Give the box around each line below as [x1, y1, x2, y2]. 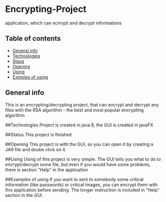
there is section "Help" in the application [5, 167, 88, 173]
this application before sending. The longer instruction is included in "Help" [5, 187, 160, 193]
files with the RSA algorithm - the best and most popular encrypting [5, 107, 144, 113]
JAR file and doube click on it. [5, 146, 66, 152]
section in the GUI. [5, 192, 43, 198]
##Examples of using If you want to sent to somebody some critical [5, 176, 144, 182]
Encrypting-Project [5, 3, 87, 15]
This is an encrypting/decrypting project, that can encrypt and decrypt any [5, 101, 159, 107]
